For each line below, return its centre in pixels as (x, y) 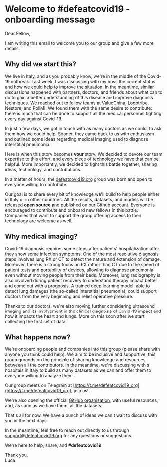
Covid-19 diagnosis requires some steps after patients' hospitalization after (82, 248)
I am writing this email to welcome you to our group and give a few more (79, 43)
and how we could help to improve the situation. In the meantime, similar (80, 87)
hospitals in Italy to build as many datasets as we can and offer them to (78, 370)
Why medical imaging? (42, 236)
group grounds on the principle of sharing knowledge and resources (75, 360)
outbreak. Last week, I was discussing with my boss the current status (83, 81)
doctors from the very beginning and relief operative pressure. (69, 296)
